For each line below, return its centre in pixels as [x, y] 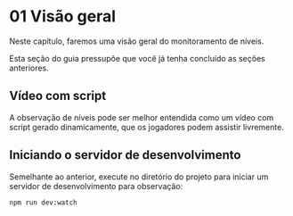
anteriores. [29, 68]
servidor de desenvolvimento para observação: [96, 186]
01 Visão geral [63, 17]
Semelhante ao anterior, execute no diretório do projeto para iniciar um [139, 177]
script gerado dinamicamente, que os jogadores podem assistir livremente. [147, 127]
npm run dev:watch [43, 203]
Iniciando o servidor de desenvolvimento [125, 155]
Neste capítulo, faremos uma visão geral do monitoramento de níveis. [137, 41]
